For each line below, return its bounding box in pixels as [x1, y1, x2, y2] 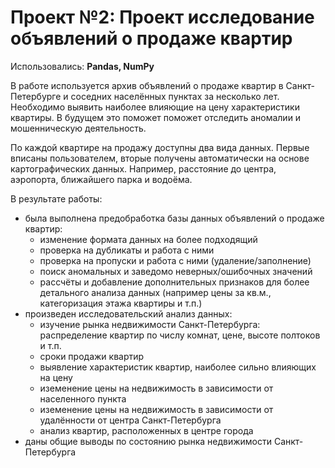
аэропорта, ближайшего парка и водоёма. [10, 173, 193, 185]
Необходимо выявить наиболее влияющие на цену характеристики [10, 101, 300, 113]
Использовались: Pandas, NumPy [10, 60, 155, 72]
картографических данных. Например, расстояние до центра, [10, 162, 277, 175]
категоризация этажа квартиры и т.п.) [39, 297, 203, 309]
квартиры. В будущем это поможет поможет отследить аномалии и [10, 111, 302, 123]
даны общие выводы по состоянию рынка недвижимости [24, 435, 273, 447]
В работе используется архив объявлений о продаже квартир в [10, 79, 284, 91]
